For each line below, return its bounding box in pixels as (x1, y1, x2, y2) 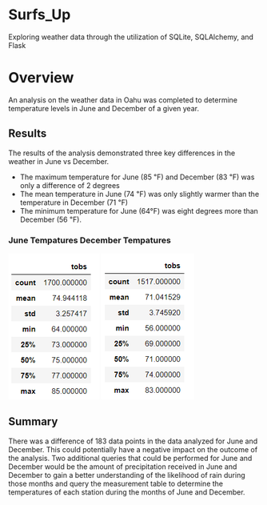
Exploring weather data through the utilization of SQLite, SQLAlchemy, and (8, 32, 254, 42)
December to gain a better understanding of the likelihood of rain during (8, 470, 245, 479)
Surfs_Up (8, 6, 71, 24)
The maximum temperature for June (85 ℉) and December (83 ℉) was (19, 172, 255, 182)
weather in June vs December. (8, 156, 110, 166)
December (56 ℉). (19, 214, 82, 224)
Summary (8, 415, 58, 429)
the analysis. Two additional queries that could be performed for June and (8, 453, 253, 463)
